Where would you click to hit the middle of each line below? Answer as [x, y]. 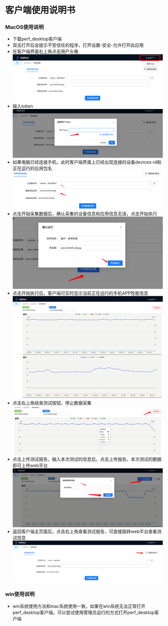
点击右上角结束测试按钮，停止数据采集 [52, 403]
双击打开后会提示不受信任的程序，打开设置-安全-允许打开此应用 [78, 45]
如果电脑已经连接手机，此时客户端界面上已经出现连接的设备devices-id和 [87, 162]
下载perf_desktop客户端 [37, 39]
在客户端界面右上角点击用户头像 [45, 52]
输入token [23, 106]
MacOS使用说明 [24, 27]
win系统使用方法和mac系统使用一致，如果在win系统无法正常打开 [79, 606]
